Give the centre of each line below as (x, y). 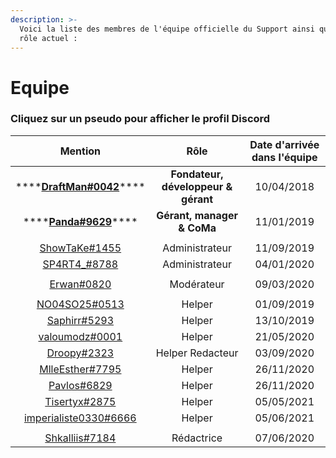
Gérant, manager (197, 215)
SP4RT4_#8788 (80, 264)
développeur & (197, 186)
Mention (80, 151)
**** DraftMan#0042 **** (80, 186)
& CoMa (197, 228)
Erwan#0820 (80, 284)
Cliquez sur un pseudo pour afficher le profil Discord (140, 119)
